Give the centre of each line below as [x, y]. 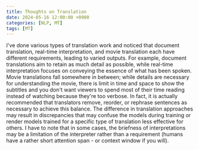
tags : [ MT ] [20, 28]
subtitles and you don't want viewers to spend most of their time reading [96, 90]
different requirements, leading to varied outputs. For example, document [97, 58]
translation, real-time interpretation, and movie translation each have [91, 52]
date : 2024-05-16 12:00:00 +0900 [48, 17]
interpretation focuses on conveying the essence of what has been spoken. [99, 71]
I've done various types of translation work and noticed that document [93, 45]
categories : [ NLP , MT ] [34, 23]
